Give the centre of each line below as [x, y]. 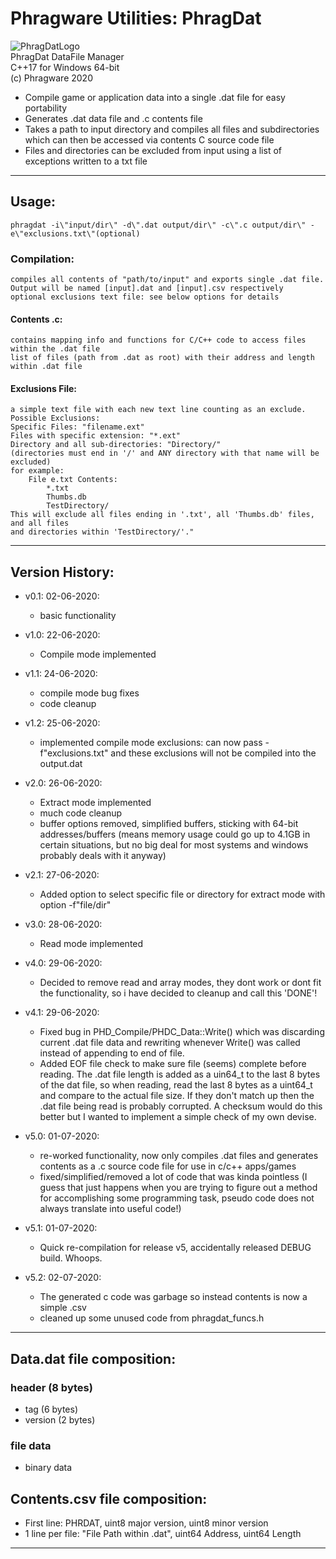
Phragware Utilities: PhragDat [136, 18]
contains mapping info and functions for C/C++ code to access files [158, 340]
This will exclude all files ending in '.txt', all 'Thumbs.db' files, [162, 515]
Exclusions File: [44, 388]
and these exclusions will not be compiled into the [213, 753]
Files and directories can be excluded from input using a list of [153, 150]
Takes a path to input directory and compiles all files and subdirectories [172, 129]
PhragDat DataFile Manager [67, 56]
